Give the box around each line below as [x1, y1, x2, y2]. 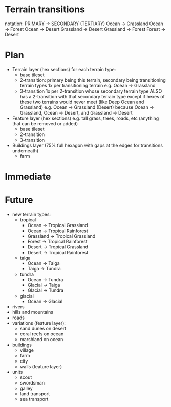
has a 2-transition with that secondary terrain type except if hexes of [19, 93, 165, 99]
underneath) [12, 147, 39, 154]
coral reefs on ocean [19, 331, 64, 337]
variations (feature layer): [12, 320, 66, 326]
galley [19, 385, 33, 391]
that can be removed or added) [12, 120, 78, 126]
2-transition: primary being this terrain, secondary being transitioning [19, 77, 166, 83]
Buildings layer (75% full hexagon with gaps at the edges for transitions [12, 142, 163, 148]
